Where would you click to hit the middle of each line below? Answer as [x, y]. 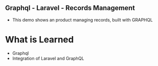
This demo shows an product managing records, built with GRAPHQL [82, 20]
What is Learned [39, 40]
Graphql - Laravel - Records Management [70, 8]
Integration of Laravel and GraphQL [48, 58]
